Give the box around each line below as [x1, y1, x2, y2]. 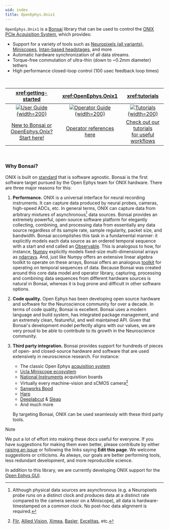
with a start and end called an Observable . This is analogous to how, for [12, 243, 161, 249]
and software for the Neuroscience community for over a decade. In [12, 301, 154, 307]
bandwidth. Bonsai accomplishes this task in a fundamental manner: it [12, 233, 158, 239]
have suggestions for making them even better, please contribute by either [5, 442, 160, 448]
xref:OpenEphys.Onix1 [62, 92, 118, 99]
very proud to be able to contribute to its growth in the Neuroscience [12, 328, 155, 334]
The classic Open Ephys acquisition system [20, 363, 111, 369]
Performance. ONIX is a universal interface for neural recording [12, 194, 145, 200]
